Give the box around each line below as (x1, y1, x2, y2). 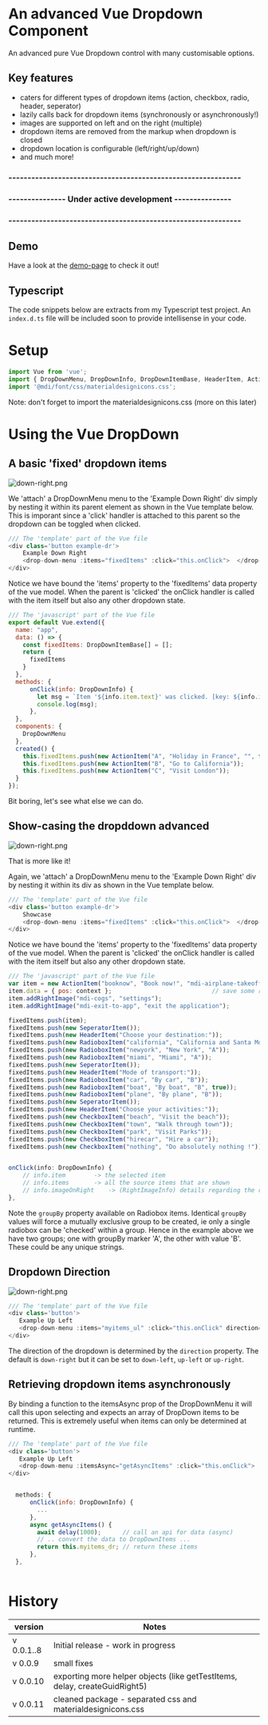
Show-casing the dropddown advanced (8, 820, 210, 833)
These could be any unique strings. (8, 1242, 124, 1251)
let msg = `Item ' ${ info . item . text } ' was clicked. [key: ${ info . (37, 693, 259, 701)
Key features (8, 71, 73, 85)
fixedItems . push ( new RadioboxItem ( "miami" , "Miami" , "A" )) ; (8, 1054, 213, 1062)
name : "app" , (15, 626, 59, 634)
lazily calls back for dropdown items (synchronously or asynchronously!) (19, 109, 259, 119)
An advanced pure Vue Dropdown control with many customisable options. (8, 48, 255, 58)
